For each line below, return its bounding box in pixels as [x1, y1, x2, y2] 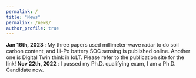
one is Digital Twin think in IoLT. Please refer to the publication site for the [6, 54, 184, 61]
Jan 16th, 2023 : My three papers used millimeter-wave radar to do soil [6, 41, 180, 48]
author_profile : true [6, 25, 59, 31]
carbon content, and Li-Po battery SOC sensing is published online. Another [6, 48, 191, 55]
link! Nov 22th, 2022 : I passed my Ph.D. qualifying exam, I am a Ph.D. [6, 60, 176, 67]
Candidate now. [6, 66, 44, 74]
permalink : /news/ [6, 19, 51, 25]
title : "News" [6, 14, 41, 20]
